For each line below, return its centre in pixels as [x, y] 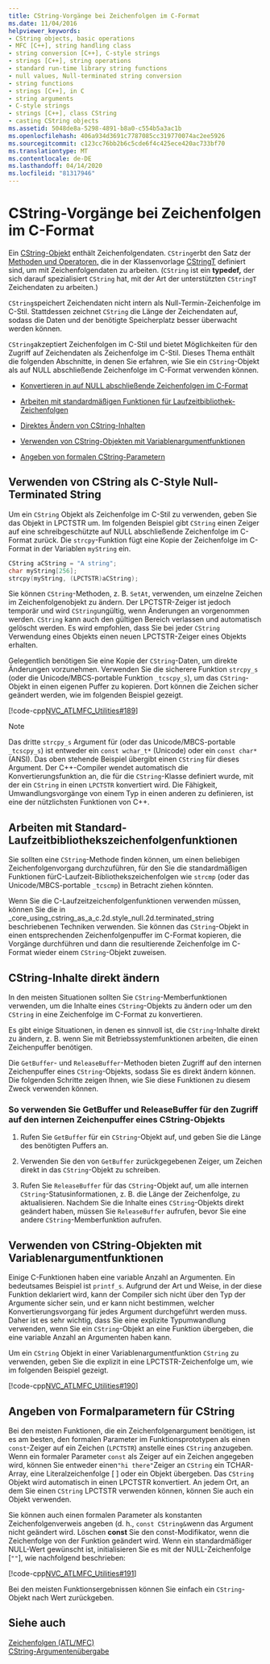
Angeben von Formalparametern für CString [122, 1411]
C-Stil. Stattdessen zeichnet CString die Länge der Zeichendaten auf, [123, 311]
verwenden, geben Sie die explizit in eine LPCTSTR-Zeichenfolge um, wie [131, 1362]
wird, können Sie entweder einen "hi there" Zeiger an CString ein [116, 1465]
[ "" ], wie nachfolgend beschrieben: [67, 1557]
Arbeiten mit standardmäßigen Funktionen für [96, 401]
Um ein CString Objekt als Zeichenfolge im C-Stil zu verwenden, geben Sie [133, 514]
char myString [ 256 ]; [43, 571]
